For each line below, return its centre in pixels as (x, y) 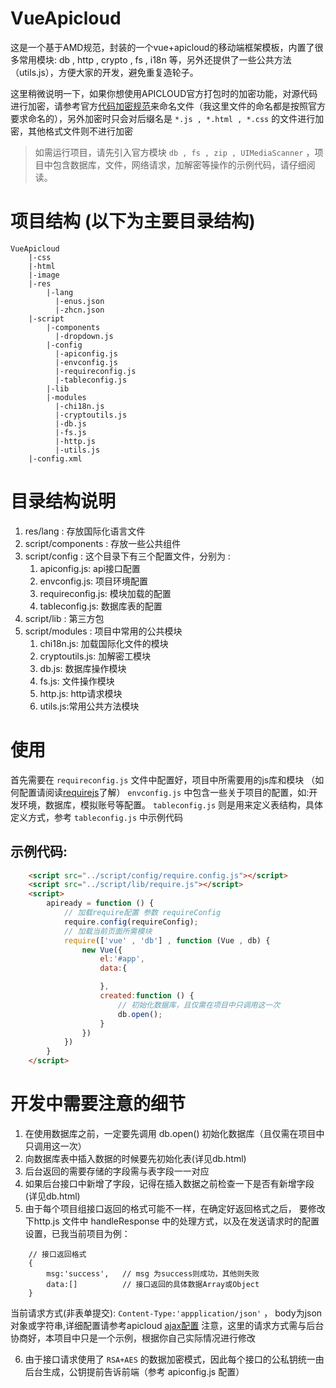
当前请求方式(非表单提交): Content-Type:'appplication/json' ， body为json (166, 1313)
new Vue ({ (102, 950)
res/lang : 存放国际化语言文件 (85, 531)
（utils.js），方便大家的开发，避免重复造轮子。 (104, 72)
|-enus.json (79, 301)
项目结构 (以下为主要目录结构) (133, 221)
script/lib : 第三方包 (64, 618)
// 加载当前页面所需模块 (108, 931)
